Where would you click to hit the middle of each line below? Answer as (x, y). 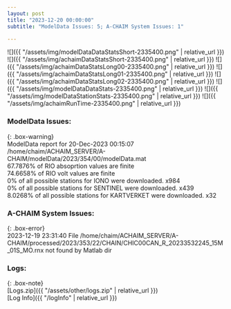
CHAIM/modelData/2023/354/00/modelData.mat (77, 158)
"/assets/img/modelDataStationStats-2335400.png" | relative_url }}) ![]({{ (112, 96)
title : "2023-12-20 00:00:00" (51, 20)
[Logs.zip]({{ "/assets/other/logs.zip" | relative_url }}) (83, 290)
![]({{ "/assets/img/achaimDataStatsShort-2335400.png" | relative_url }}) (111, 59)
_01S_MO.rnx (26, 250)
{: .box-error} (26, 228)
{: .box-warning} (30, 136)
